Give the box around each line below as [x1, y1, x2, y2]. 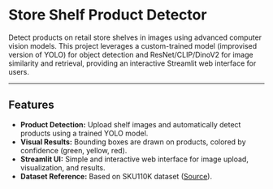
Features [8, 98, 54, 112]
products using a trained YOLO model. [19, 128, 149, 138]
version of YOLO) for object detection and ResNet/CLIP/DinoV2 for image [8, 49, 253, 59]
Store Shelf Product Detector [8, 6, 207, 24]
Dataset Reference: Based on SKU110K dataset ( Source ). [19, 171, 213, 181]
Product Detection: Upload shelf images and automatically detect [19, 119, 241, 129]
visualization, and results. [19, 162, 106, 172]
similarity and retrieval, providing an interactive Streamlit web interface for [8, 58, 257, 68]
